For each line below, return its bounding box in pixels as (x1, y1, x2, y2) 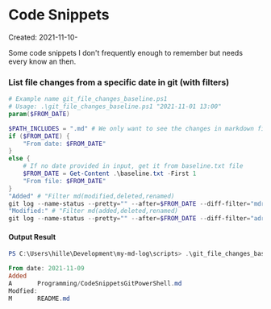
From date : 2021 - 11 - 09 (8, 265, 85, 273)
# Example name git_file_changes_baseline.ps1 (8, 95, 168, 103)
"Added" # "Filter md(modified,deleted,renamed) (8, 192, 175, 200)
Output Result (8, 232, 56, 241)
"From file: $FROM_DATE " (23, 177, 106, 185)
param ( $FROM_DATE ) (8, 110, 70, 118)
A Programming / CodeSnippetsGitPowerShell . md (8, 280, 182, 288)
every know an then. (8, 56, 77, 66)
